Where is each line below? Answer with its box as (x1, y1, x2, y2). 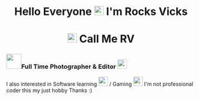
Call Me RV (79, 32, 135, 46)
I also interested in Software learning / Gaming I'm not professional (6, 80, 194, 87)
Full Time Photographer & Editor (21, 62, 116, 71)
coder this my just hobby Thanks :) (6, 86, 93, 94)
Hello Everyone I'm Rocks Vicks (14, 5, 188, 19)
